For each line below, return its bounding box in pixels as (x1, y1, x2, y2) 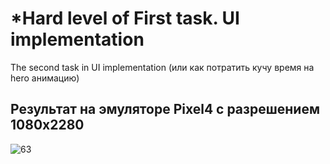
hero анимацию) (10, 72, 80, 84)
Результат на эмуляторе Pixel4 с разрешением (10, 101, 320, 118)
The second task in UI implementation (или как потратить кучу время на (10, 61, 315, 73)
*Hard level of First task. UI (10, 7, 240, 30)
